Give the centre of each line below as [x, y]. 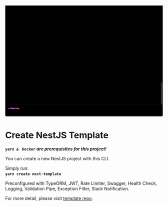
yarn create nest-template [33, 174]
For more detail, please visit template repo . [49, 198]
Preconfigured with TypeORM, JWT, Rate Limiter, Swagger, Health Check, [81, 183]
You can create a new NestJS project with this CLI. [57, 159]
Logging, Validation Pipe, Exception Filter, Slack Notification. [67, 189]
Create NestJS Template [57, 135]
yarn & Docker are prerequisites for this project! [56, 149]
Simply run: [17, 168]
